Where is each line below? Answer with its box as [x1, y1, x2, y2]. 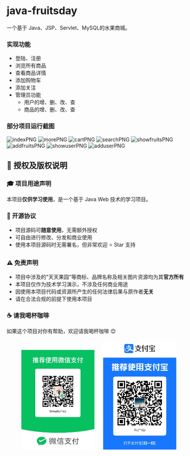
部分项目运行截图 [6, 122, 55, 130]
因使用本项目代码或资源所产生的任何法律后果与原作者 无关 [15, 288, 154, 295]
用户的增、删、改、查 [23, 98, 75, 106]
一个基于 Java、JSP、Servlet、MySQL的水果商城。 [6, 24, 131, 31]
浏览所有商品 [15, 62, 46, 69]
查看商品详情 [15, 69, 46, 77]
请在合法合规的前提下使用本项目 [15, 295, 92, 302]
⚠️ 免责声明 [6, 259, 39, 267]
